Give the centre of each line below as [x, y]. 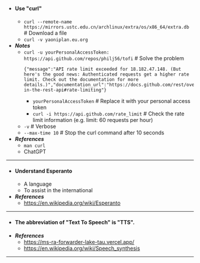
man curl [35, 146]
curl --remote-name [48, 22]
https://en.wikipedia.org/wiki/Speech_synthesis [82, 248]
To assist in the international [58, 190]
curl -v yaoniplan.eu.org [56, 40]
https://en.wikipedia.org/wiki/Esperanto [72, 203]
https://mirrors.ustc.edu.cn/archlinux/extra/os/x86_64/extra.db [106, 27]
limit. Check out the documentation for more [81, 80]
